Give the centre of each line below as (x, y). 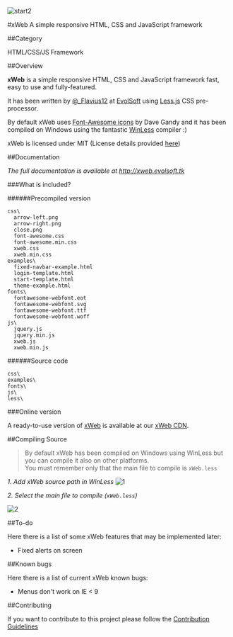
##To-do (20, 523)
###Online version (34, 412)
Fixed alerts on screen (50, 550)
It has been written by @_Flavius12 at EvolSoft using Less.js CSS (101, 101)
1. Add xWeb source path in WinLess (61, 481)
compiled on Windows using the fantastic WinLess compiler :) (97, 130)
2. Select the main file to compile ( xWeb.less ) (72, 495)
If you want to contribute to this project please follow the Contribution (108, 619)
